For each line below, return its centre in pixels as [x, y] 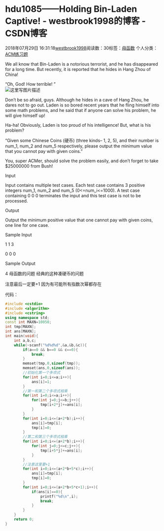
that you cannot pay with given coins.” [44, 151]
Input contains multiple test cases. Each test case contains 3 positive [75, 185]
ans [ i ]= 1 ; [41, 382]
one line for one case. [27, 225]
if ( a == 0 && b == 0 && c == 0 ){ [50, 350]
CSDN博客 [26, 34]
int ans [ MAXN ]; [21, 331]
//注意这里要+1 [36, 464]
